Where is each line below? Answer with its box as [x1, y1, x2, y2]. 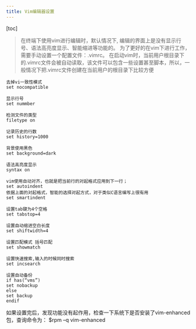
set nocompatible [6, 84, 49, 90]
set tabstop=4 [6, 211, 41, 217]
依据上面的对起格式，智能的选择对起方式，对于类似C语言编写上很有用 [6, 189, 148, 196]
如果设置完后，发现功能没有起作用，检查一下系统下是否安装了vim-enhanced [6, 309, 191, 316]
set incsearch [6, 261, 41, 267]
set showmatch [6, 244, 41, 250]
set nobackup [6, 283, 38, 288]
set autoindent [6, 183, 43, 189]
